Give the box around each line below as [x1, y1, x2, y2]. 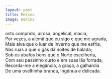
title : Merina [5, 12, 35, 17]
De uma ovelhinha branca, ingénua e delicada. [5, 68, 101, 74]
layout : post [5, 7, 33, 13]
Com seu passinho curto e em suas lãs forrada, [5, 57, 103, 63]
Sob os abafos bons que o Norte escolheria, [5, 52, 96, 58]
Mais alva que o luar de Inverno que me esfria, [5, 41, 101, 47]
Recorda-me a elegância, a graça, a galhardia [5, 62, 99, 68]
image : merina [5, 17, 35, 22]
